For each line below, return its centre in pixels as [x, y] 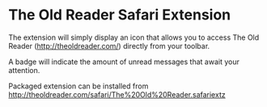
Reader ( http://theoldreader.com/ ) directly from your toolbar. [109, 45]
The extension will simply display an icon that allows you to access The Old [134, 37]
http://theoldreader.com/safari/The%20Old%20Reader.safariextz [117, 94]
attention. [24, 70]
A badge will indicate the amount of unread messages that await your [124, 62]
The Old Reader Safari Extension [120, 15]
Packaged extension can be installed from [78, 86]
